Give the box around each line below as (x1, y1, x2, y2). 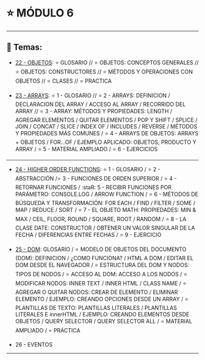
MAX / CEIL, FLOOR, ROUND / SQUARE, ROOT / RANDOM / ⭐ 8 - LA (15, 215, 187, 222)
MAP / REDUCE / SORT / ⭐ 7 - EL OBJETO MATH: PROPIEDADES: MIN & (15, 206, 196, 213)
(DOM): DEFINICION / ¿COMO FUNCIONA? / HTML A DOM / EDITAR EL (15, 254, 194, 261)
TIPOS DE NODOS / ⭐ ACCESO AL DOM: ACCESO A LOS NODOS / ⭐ (15, 270, 188, 277)
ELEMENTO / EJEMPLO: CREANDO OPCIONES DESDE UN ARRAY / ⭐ (15, 295, 189, 302)
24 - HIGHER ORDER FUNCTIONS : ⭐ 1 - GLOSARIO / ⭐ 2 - (15, 165, 160, 173)
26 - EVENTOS (15, 340, 53, 348)
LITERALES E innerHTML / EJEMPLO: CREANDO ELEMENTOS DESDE (15, 310, 190, 318)
